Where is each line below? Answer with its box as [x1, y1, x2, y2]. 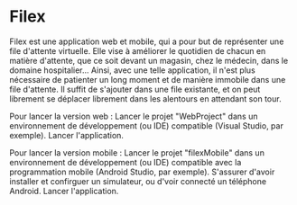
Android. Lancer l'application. [9, 185, 119, 196]
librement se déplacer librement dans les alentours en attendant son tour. [9, 93, 282, 104]
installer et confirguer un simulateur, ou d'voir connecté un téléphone [9, 175, 267, 186]
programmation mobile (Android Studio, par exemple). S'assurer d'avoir [9, 166, 275, 177]
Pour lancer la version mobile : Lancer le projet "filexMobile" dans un [9, 147, 265, 158]
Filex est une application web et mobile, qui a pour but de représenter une [9, 36, 284, 47]
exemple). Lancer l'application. [9, 129, 125, 140]
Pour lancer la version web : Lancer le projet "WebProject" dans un [9, 111, 258, 121]
